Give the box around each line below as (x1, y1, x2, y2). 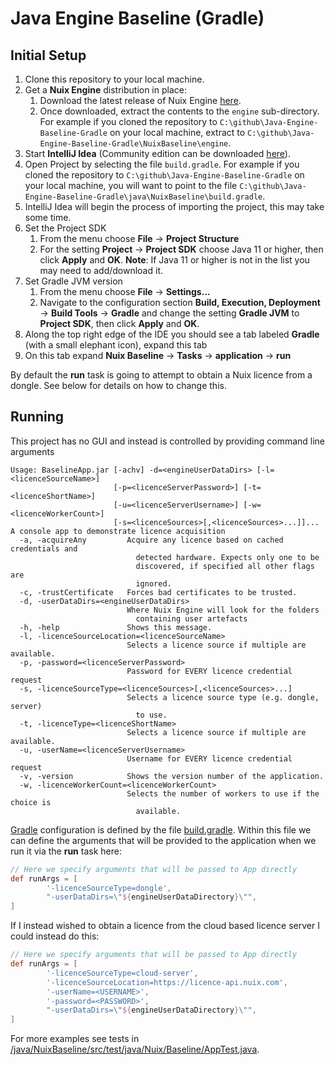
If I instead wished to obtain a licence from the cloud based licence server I (10, 920, 320, 932)
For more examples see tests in (10, 1033, 140, 1045)
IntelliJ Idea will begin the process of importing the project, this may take (24, 201, 325, 212)
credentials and (10, 543, 78, 554)
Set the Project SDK (24, 222, 107, 234)
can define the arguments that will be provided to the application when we (10, 834, 317, 846)
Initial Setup (10, 47, 87, 64)
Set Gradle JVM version (24, 275, 123, 287)
